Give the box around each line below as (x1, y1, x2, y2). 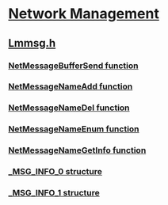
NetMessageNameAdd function (8, 81, 133, 92)
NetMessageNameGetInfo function (8, 145, 147, 156)
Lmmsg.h (8, 36, 56, 50)
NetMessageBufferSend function (8, 60, 139, 71)
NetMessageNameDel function (8, 102, 130, 113)
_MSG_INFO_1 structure (8, 188, 101, 199)
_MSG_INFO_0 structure (8, 166, 103, 177)
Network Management (8, 5, 160, 23)
